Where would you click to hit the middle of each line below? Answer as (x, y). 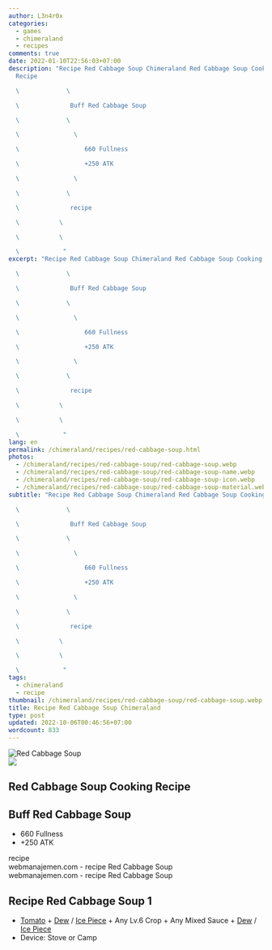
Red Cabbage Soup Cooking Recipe (100, 787)
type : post (27, 715)
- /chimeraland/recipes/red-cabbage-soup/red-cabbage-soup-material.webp (142, 487)
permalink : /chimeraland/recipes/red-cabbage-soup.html (104, 449)
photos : (21, 457)
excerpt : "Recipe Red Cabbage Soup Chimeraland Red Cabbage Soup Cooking (136, 259)
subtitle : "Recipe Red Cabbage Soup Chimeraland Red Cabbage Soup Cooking (137, 495)
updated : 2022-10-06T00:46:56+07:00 (70, 723)
